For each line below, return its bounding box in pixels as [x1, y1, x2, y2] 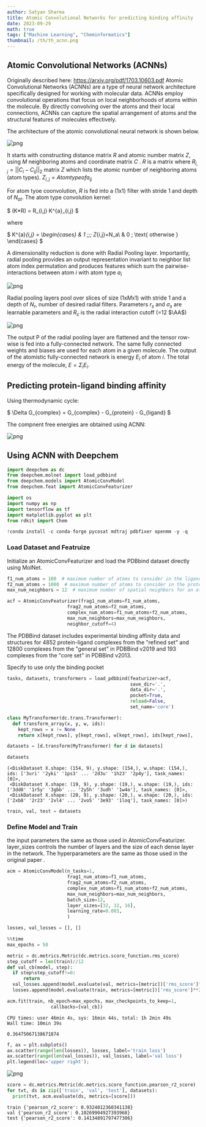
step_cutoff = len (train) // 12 [7, 958, 84, 964]
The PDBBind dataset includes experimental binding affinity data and [7, 632, 180, 639]
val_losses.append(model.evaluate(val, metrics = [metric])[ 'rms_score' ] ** [12, 982, 204, 988]
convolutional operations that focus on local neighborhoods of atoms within [7, 96, 197, 103]
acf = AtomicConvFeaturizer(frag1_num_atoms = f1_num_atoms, [7, 598, 161, 605]
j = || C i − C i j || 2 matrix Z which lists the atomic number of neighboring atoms [7, 166, 197, 175]
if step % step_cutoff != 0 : [12, 970, 76, 976]
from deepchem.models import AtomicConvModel [7, 478, 125, 484]
